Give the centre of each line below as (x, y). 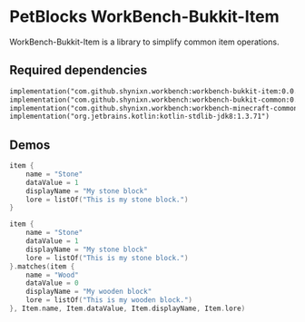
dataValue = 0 (52, 283)
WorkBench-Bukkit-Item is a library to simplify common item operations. (144, 42)
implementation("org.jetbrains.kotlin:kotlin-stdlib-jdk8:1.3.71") (140, 117)
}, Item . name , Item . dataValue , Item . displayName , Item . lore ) (128, 309)
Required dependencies (79, 70)
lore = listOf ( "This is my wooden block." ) (109, 300)
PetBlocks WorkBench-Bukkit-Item (144, 17)
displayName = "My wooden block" (89, 292)
